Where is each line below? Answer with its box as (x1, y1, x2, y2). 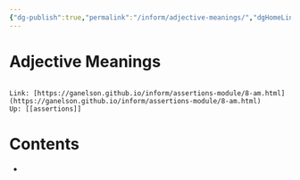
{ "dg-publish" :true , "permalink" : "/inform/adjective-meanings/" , (9, 12, 254, 22)
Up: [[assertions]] (9, 104, 82, 113)
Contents (9, 134, 80, 154)
